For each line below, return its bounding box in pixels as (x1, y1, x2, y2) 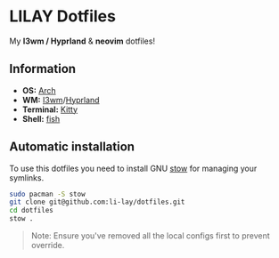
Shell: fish (21, 113, 61, 124)
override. (30, 240, 65, 251)
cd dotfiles (9, 206, 53, 215)
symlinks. (9, 172, 45, 183)
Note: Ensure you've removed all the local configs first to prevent (30, 230, 270, 241)
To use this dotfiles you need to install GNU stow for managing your (9, 163, 258, 173)
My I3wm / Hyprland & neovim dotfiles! (9, 36, 156, 46)
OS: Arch (21, 85, 56, 95)
